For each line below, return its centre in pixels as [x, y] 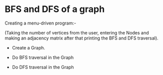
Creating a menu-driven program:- [40, 23]
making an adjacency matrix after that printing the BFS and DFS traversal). [82, 38]
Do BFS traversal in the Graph [43, 57]
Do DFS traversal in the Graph [43, 67]
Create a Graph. [29, 47]
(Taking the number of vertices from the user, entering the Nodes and [77, 32]
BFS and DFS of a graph [55, 9]
